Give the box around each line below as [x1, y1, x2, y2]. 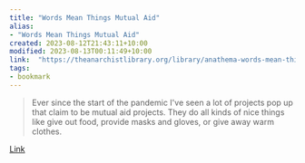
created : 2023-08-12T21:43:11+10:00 [9, 38, 148, 48]
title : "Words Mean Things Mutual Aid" [9, 13, 161, 23]
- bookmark [9, 72, 51, 81]
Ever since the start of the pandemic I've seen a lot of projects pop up [31, 97, 293, 108]
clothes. [31, 126, 63, 137]
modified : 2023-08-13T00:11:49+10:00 [9, 47, 152, 56]
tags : [9, 64, 30, 73]
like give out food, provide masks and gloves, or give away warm [31, 116, 275, 127]
